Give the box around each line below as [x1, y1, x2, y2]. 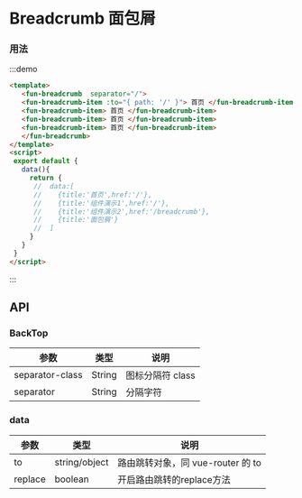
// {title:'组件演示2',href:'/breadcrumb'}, [32, 207, 210, 217]
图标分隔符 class [125, 369, 196, 382]
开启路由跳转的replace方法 [116, 473, 232, 485]
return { [29, 173, 63, 183]
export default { [13, 157, 78, 166]
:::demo [9, 64, 38, 75]
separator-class [14, 369, 83, 382]
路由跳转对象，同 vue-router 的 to [116, 456, 261, 469]
